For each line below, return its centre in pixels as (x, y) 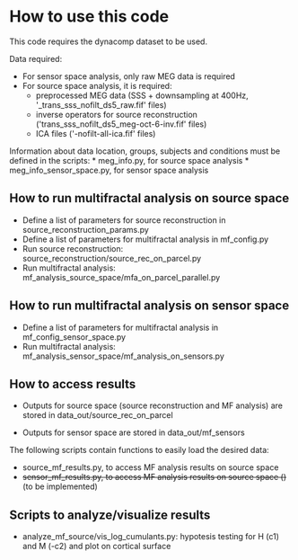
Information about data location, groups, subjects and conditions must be (145, 151)
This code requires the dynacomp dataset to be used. (109, 41)
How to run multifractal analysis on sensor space (149, 306)
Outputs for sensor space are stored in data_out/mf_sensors (133, 432)
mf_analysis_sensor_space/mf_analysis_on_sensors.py (123, 356)
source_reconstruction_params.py (86, 229)
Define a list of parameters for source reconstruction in (124, 220)
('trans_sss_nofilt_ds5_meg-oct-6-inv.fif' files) (121, 124)
